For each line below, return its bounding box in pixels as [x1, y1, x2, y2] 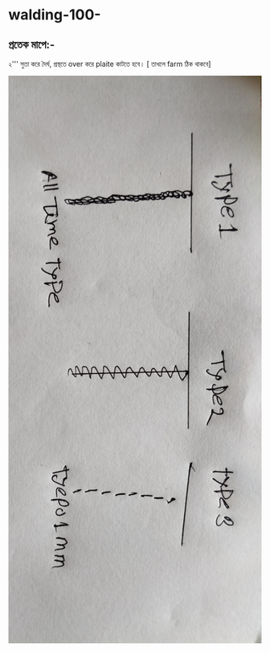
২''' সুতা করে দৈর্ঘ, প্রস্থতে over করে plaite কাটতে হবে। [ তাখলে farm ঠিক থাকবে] [8, 59, 211, 69]
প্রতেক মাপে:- [8, 38, 55, 52]
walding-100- [8, 6, 101, 24]
